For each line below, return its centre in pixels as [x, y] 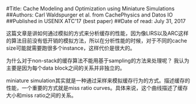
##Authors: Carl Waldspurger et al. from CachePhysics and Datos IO [90, 15]
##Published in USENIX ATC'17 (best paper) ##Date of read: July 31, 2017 [96, 21]
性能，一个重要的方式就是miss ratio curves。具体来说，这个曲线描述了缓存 [97, 88]
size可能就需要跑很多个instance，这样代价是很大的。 [70, 48]
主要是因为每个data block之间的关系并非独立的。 [66, 68]
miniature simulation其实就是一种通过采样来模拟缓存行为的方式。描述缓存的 [98, 80]
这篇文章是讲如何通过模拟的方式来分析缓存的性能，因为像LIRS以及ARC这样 [97, 33]
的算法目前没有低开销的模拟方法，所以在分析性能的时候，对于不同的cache [97, 40]
